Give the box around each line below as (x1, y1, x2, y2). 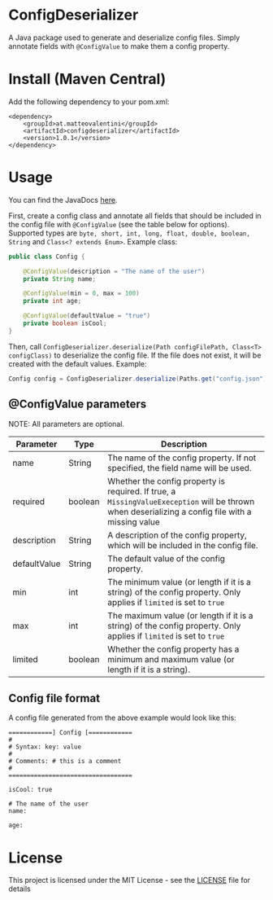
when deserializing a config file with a (107, 506, 252, 517)
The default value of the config (107, 552, 226, 564)
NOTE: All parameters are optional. (8, 419, 124, 428)
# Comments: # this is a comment (8, 757, 122, 766)
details (8, 884, 31, 893)
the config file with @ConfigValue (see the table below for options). (8, 219, 230, 229)
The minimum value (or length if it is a (107, 576, 252, 587)
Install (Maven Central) (8, 70, 167, 89)
